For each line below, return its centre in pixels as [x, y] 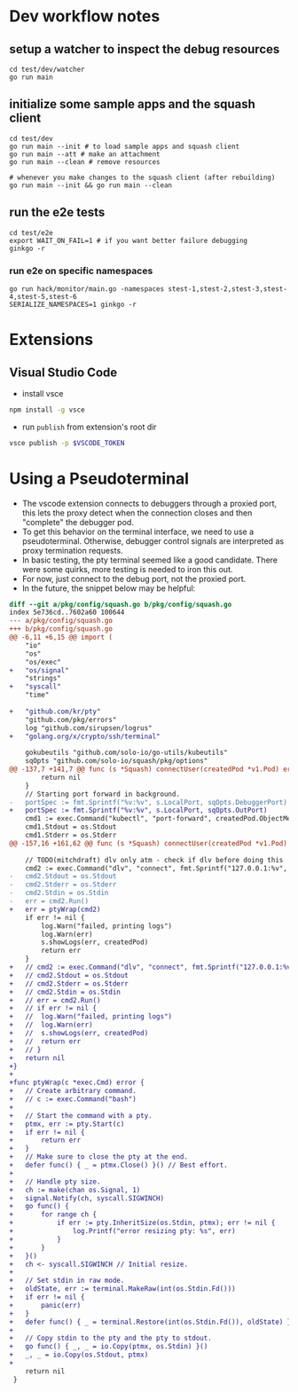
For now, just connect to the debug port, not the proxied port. [134, 578]
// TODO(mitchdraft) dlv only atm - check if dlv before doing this [154, 860]
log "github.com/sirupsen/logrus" [89, 728]
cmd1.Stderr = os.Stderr [71, 836]
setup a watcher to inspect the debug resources [145, 49]
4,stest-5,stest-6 [43, 296]
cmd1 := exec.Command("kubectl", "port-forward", [119, 819]
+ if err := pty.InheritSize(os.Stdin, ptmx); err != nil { [142, 1223]
